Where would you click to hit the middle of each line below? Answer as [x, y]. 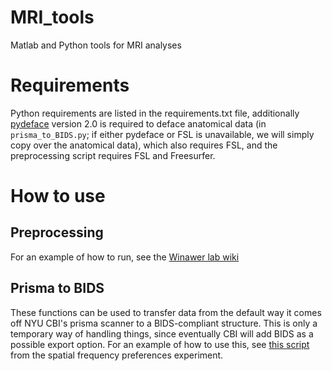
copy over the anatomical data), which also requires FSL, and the [144, 145]
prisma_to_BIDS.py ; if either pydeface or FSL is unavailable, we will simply [162, 134]
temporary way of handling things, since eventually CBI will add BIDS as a [162, 333]
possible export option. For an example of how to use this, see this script [160, 344]
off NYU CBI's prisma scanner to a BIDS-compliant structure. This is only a [164, 323]
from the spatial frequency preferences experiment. [117, 355]
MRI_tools [52, 17]
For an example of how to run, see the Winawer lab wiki [125, 257]
